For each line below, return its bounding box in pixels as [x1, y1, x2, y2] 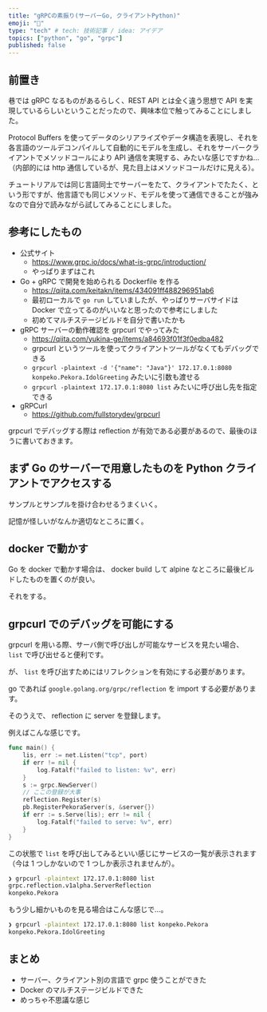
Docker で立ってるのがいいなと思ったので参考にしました [31, 305, 218, 314]
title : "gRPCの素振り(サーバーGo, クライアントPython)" [8, 11, 181, 20]
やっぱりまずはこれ [31, 266, 96, 276]
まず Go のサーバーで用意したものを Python [8, 461, 223, 476]
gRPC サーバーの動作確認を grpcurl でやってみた [19, 325, 180, 334]
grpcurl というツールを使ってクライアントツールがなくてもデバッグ [31, 343, 253, 353]
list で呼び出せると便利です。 [8, 650, 108, 659]
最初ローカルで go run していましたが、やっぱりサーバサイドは [31, 295, 239, 305]
